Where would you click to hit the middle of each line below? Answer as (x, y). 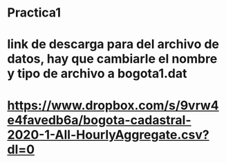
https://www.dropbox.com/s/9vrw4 (113, 105)
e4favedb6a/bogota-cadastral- (99, 120)
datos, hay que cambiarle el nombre (112, 59)
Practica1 (34, 13)
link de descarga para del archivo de (113, 45)
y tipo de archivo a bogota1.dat (97, 74)
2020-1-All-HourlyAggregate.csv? (108, 134)
